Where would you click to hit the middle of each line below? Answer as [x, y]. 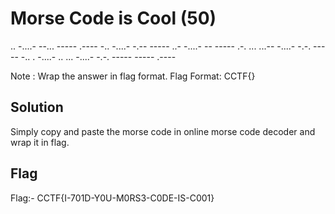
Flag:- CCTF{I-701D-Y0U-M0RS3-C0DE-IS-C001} [112, 198]
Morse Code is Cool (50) [113, 18]
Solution [37, 107]
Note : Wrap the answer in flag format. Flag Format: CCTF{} [133, 76]
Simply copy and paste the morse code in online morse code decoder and [163, 131]
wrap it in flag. [40, 142]
